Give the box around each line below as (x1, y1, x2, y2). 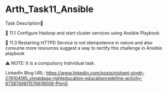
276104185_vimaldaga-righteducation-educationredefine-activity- (5, 75, 143, 81)
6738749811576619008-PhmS (5, 80, 68, 86)
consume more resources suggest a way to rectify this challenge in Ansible (5, 45, 162, 51)
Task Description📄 (5, 20, 44, 26)
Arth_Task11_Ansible (5, 4, 94, 15)
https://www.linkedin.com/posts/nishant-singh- (46, 69, 145, 76)
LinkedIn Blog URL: (5, 69, 45, 76)
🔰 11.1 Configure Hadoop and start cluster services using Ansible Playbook (5, 30, 160, 36)
